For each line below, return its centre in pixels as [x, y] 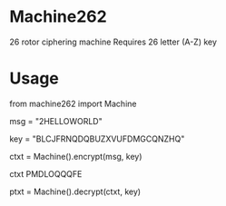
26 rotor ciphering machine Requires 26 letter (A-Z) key [113, 42]
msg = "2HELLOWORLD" [56, 121]
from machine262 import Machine [73, 103]
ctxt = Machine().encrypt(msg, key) [76, 156]
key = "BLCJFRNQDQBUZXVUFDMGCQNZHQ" [97, 139]
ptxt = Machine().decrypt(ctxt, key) [75, 191]
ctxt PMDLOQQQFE [46, 173]
